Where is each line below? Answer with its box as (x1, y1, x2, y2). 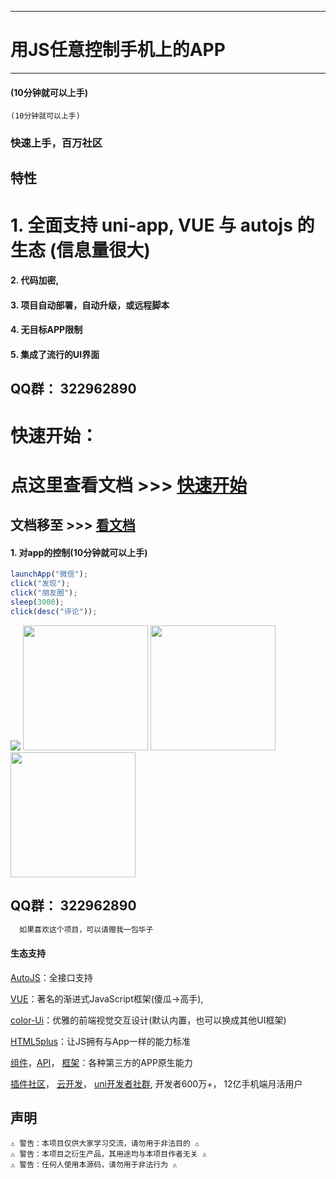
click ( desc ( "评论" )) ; (10, 606, 98, 616)
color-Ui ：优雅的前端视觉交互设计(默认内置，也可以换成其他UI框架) (10, 1014, 287, 1026)
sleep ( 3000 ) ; (10, 597, 65, 607)
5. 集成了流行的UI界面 (10, 349, 100, 361)
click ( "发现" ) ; (10, 579, 71, 589)
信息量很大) (56, 239, 151, 261)
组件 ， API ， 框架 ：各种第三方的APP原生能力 (10, 1056, 193, 1068)
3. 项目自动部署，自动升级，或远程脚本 (10, 299, 170, 311)
